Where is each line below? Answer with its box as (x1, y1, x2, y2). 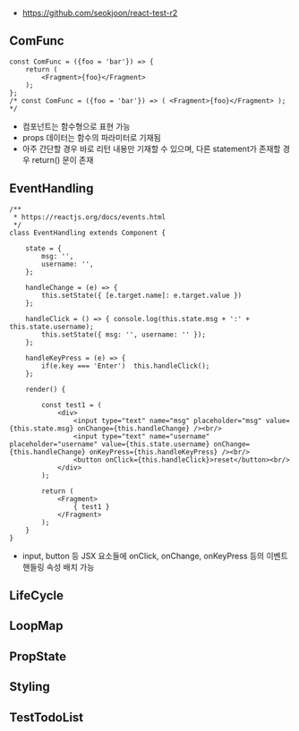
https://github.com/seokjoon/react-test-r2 (21, 8, 178, 18)
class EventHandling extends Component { (9, 228, 167, 237)
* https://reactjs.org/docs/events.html (13, 212, 167, 222)
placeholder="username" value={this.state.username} (9, 439, 210, 448)
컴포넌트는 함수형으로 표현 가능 (21, 121, 131, 132)
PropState (9, 649, 67, 664)
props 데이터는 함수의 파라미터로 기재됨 (21, 132, 161, 142)
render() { (25, 385, 66, 394)
